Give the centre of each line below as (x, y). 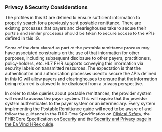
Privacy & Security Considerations (46, 7)
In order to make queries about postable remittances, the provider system (78, 93)
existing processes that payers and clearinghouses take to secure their (76, 28)
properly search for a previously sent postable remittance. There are (73, 23)
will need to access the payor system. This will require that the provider (76, 99)
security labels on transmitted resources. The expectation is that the (73, 68)
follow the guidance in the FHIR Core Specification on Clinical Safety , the (77, 114)
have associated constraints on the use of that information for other (72, 53)
